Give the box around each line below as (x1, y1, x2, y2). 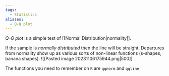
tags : (5, 7, 17, 13)
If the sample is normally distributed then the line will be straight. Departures (5, 45, 164, 51)
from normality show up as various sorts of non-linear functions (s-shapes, (5, 50, 161, 56)
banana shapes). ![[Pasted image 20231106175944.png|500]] (5, 56, 133, 62)
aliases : (5, 17, 24, 22)
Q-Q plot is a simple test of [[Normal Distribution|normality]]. (5, 35, 131, 41)
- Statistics (10, 12, 37, 17)
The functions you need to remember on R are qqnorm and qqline (5, 65, 140, 71)
